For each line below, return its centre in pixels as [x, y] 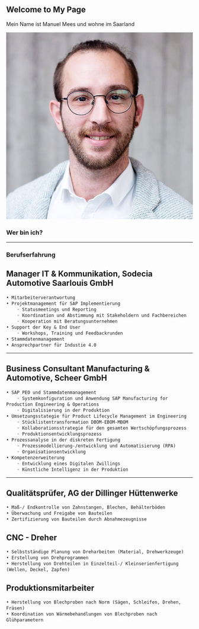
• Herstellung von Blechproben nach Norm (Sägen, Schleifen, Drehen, [94, 602]
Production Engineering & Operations [53, 404]
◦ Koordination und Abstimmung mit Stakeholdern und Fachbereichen [102, 315]
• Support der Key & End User [44, 327]
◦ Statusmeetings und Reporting [57, 309]
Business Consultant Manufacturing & [78, 369]
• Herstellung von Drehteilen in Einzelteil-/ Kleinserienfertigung [92, 564]
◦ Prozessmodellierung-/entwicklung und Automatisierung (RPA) [97, 446]
